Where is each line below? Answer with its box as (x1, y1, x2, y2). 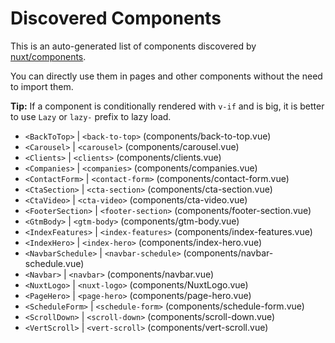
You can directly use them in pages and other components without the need (10, 70, 323, 82)
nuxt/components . (10, 50, 87, 62)
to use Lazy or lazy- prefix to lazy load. (10, 110, 172, 122)
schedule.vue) (24, 257, 85, 269)
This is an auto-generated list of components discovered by (10, 40, 257, 52)
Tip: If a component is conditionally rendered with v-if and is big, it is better (10, 100, 325, 112)
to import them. (10, 80, 74, 92)
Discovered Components (10, 7, 222, 30)
